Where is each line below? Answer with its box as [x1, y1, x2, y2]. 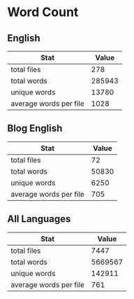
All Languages [7, 213, 71, 225]
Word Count [7, 4, 79, 20]
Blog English [7, 123, 63, 134]
